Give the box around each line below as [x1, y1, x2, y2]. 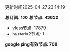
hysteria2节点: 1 [12, 31, 44, 36]
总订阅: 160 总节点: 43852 [5, 15, 59, 20]
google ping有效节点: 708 [5, 41, 58, 47]
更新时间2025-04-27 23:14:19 [5, 4, 65, 10]
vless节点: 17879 [12, 25, 46, 31]
